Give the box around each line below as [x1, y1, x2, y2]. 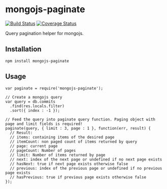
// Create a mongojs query [5, 94, 62, 100]
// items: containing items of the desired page [10, 135, 115, 140]
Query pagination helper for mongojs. [5, 30, 84, 36]
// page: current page [10, 143, 58, 148]
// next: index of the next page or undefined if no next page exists [10, 156, 162, 162]
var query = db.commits [5, 99, 56, 104]
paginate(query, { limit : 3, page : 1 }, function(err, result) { [5, 125, 151, 131]
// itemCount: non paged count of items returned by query [10, 139, 138, 144]
